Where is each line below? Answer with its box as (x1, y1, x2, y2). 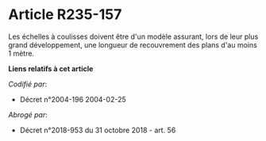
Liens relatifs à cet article (8, 63, 94, 73)
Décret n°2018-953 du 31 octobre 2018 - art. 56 (19, 125, 176, 135)
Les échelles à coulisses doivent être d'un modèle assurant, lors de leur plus (8, 32, 259, 41)
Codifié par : (8, 79, 48, 89)
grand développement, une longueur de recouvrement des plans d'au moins (8, 40, 258, 49)
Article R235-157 (8, 6, 122, 24)
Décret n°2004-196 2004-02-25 (19, 94, 126, 104)
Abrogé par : (8, 109, 48, 120)
